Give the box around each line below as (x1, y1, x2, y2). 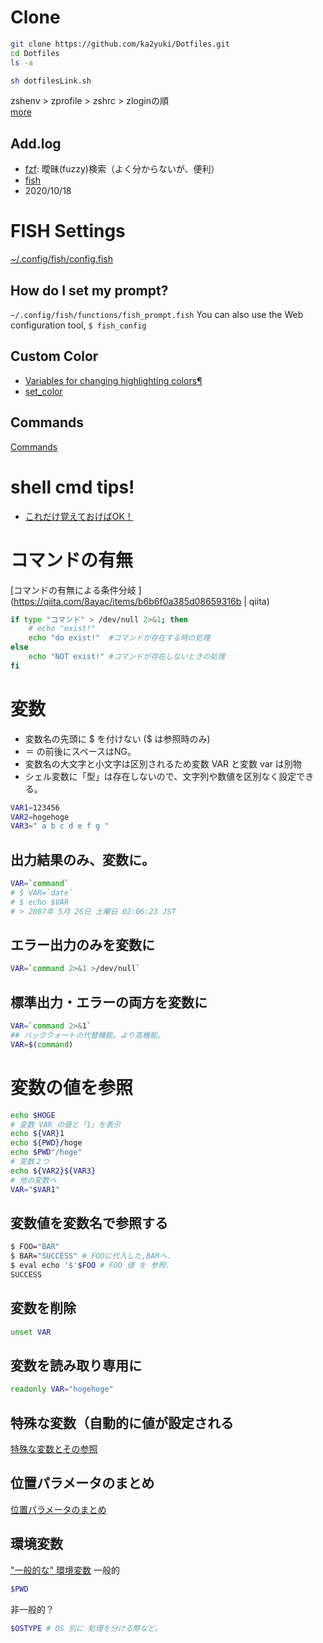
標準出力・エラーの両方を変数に (10, 994, 208, 1011)
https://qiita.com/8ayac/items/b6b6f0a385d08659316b (13, 595, 242, 607)
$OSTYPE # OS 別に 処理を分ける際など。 (10, 1623, 163, 1633)
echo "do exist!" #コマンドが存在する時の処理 (28, 633, 211, 643)
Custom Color (10, 348, 99, 365)
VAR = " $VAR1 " (10, 1184, 60, 1195)
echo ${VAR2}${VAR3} (10, 1166, 97, 1176)
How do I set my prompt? (10, 282, 169, 299)
